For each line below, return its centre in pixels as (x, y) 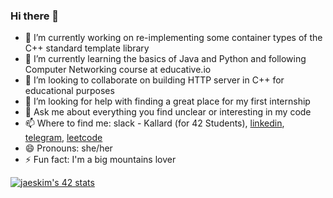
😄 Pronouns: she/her (68, 148)
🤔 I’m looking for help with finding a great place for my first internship (167, 101)
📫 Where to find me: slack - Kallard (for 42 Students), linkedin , (154, 123)
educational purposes (69, 91)
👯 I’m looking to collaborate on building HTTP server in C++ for (154, 80)
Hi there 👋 (35, 16)
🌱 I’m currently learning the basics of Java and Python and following (165, 59)
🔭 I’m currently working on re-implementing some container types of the (173, 38)
